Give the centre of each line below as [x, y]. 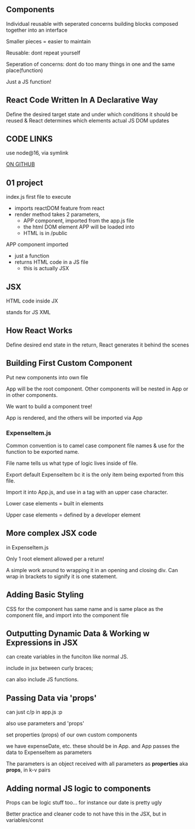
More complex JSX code [52, 533]
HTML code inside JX [32, 301]
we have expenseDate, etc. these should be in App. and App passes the [93, 746]
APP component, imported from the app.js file [78, 221]
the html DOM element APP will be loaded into [79, 227]
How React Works [40, 331]
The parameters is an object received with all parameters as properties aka [97, 764]
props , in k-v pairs [28, 770]
